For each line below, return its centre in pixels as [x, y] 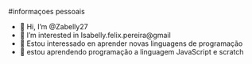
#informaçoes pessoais [47, 11]
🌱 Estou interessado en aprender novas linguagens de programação [131, 43]
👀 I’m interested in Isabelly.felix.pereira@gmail [95, 35]
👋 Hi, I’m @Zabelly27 [54, 26]
